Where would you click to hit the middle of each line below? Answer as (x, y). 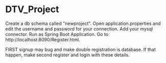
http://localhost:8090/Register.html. (43, 40)
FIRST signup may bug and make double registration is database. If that (80, 49)
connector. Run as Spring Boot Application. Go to (57, 34)
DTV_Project (32, 9)
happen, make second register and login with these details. (67, 55)
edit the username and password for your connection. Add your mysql (79, 28)
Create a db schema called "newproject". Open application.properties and (83, 23)
